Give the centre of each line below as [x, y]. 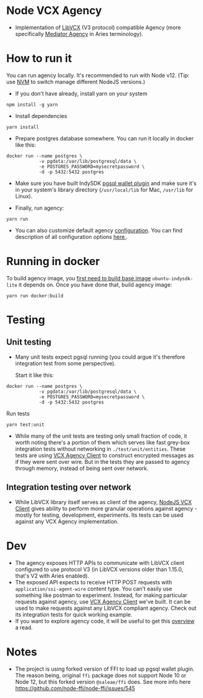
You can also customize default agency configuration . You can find [99, 230]
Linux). [24, 196]
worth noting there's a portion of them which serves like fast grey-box [102, 442]
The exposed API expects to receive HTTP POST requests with [94, 582]
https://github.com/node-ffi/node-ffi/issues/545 [75, 688]
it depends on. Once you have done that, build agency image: [95, 285]
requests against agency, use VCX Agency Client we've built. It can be [103, 601]
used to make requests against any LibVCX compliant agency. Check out [106, 608]
